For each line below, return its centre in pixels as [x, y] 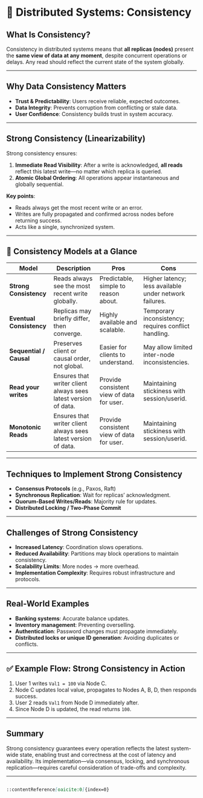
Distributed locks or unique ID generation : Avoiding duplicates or [97, 637]
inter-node [159, 355]
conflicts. [27, 644]
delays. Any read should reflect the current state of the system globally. [95, 62]
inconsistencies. [166, 362]
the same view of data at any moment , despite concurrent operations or [97, 56]
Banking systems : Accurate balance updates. [72, 618]
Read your [24, 387]
